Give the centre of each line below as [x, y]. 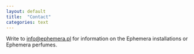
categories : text [27, 22]
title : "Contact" [29, 17]
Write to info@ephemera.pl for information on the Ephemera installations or [97, 39]
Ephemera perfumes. [32, 45]
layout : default [26, 11]
